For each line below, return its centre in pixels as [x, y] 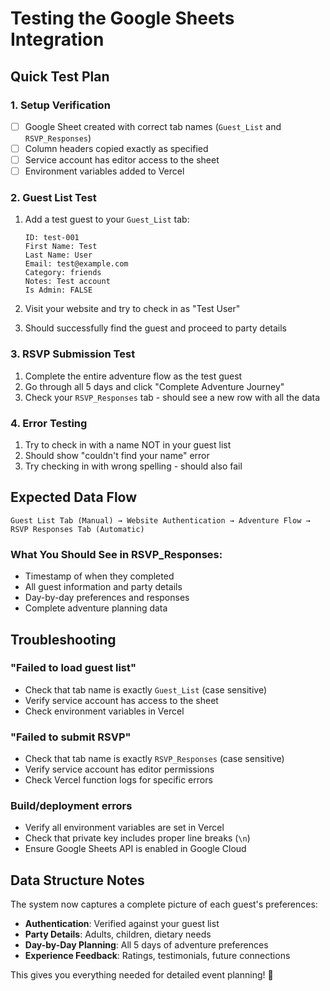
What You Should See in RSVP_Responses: [116, 554]
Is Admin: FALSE [58, 290]
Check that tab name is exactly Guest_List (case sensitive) [145, 689]
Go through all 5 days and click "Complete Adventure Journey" [154, 386]
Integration [57, 39]
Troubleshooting [63, 639]
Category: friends [63, 273]
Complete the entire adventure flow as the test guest [133, 376]
